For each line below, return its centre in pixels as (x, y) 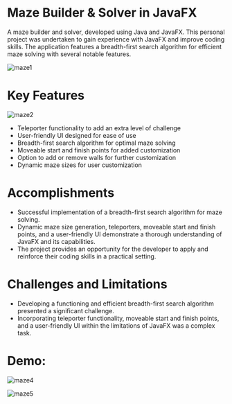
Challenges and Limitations (87, 284)
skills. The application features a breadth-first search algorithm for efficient (115, 46)
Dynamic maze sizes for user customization (79, 165)
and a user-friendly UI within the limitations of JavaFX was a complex (116, 325)
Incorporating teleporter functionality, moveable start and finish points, (118, 318)
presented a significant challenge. (65, 310)
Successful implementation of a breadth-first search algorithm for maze (120, 212)
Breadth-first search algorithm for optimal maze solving (96, 143)
